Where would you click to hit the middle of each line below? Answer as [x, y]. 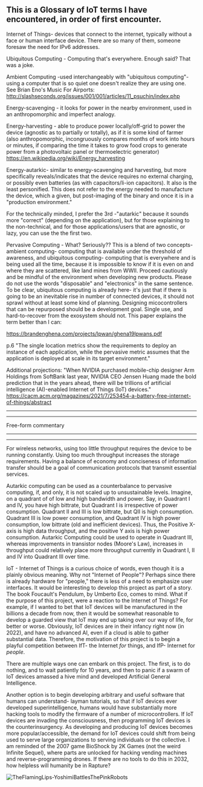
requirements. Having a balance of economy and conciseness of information [101, 461]
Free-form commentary [35, 425]
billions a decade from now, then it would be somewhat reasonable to [93, 613]
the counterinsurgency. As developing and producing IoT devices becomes [100, 726]
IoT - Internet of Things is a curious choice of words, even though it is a [95, 568]
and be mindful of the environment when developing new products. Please [99, 277]
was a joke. [20, 65]
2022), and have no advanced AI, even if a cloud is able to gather [88, 633]
